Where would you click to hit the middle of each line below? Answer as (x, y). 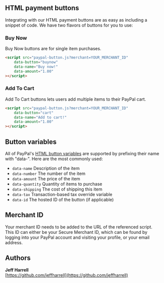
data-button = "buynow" (36, 62)
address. (14, 242)
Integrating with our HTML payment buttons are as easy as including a (76, 20)
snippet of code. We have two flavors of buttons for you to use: (69, 25)
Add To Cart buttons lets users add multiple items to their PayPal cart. (76, 99)
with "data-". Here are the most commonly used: (54, 159)
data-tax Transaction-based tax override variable (62, 194)
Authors (18, 258)
